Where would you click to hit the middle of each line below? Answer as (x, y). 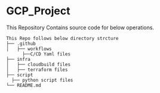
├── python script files (42, 80)
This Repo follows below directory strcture (62, 38)
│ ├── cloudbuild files (38, 64)
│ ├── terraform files (37, 70)
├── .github (21, 44)
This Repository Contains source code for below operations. (80, 27)
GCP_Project (38, 11)
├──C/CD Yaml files (46, 54)
